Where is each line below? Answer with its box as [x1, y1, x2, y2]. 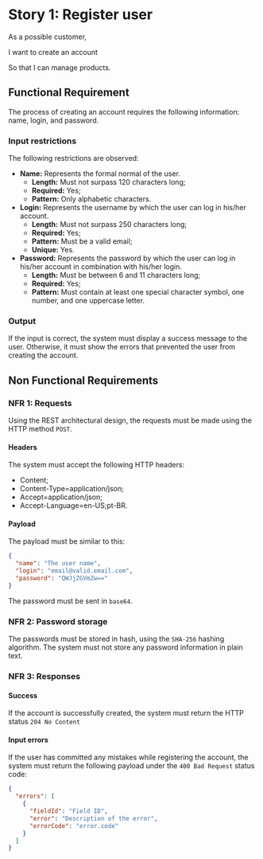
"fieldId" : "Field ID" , [29, 807, 109, 815]
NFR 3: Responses [8, 671, 81, 682]
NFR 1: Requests [8, 397, 72, 408]
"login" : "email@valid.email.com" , [15, 567, 133, 575]
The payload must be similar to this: [8, 537, 126, 546]
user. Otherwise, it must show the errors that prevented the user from [8, 342, 236, 352]
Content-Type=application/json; [19, 484, 125, 494]
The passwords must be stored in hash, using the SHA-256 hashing [8, 634, 225, 644]
